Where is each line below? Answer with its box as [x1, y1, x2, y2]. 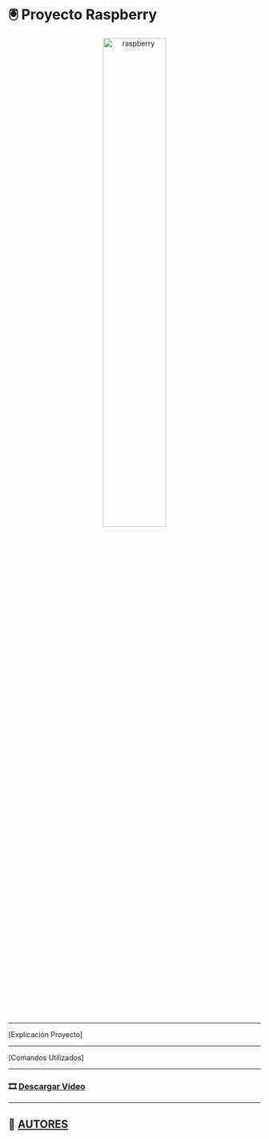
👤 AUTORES [8, 1117, 69, 1131]
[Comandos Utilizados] [8, 1052, 84, 1062]
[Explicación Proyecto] [8, 1029, 83, 1039]
